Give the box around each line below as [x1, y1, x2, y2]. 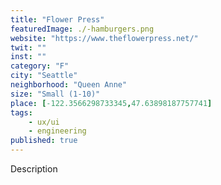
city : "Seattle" [10, 71, 78, 81]
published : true [10, 136, 78, 146]
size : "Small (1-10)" [10, 89, 101, 99]
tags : [10, 107, 33, 118]
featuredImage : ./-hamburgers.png [10, 24, 155, 34]
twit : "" [10, 42, 47, 53]
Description [10, 163, 58, 175]
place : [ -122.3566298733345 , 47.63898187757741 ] [10, 98, 213, 108]
